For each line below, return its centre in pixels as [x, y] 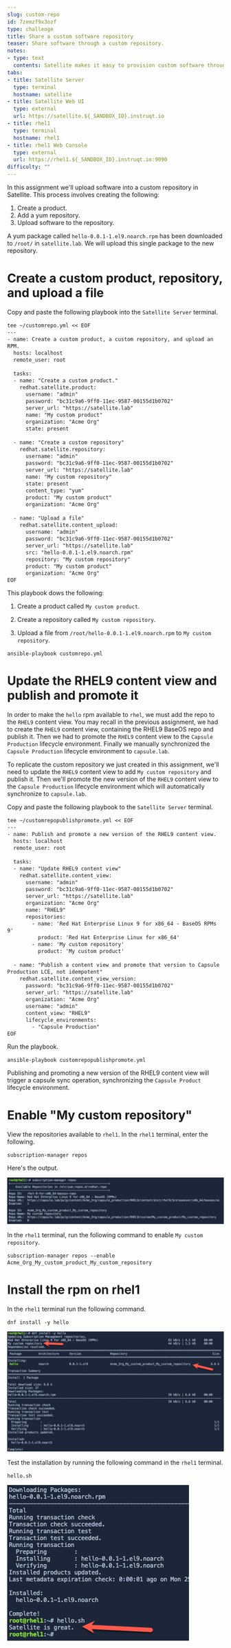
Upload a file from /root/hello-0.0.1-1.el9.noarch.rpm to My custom [114, 632]
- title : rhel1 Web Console [47, 145]
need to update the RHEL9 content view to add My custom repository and [109, 771]
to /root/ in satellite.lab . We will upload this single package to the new [111, 243]
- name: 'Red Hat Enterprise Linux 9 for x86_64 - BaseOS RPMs [124, 923]
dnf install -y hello [38, 1323]
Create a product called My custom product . [78, 606]
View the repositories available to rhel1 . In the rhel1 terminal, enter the [108, 1134]
